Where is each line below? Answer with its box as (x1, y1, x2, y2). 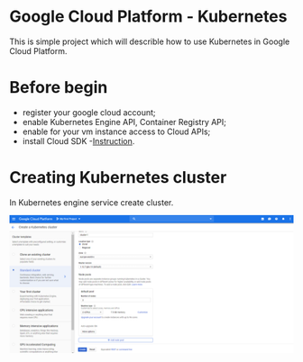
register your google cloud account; (22, 106, 156, 118)
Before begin (9, 77, 108, 98)
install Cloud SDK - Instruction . (22, 135, 135, 146)
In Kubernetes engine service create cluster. (9, 196, 174, 208)
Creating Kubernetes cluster (9, 167, 227, 188)
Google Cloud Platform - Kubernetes (9, 6, 288, 27)
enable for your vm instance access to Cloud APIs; (22, 126, 211, 137)
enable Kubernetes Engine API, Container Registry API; (22, 116, 227, 127)
